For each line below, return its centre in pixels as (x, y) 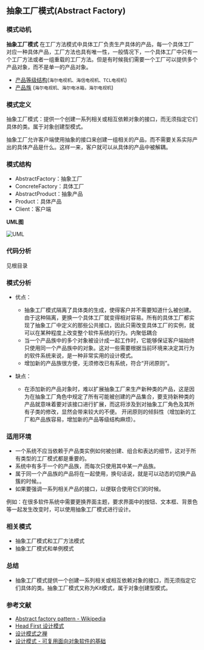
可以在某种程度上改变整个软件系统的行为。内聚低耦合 (91, 332)
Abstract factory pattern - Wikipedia (60, 619)
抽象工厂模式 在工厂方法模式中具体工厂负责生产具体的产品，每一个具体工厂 (100, 44)
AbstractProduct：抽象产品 (49, 194)
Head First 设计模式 (39, 626)
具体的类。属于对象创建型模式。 (46, 126)
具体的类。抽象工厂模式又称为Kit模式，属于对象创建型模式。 (96, 587)
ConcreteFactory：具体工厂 (49, 186)
